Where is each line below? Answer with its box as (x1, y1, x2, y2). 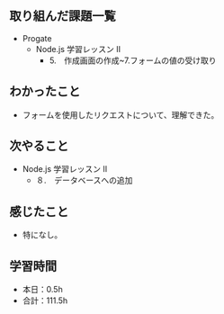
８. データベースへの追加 (35, 175, 133, 186)
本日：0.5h (22, 284, 63, 295)
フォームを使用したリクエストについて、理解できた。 (22, 109, 220, 120)
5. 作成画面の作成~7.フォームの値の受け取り (49, 55, 218, 66)
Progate (22, 32, 52, 43)
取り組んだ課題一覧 (9, 8, 116, 24)
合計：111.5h (22, 295, 68, 306)
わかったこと (9, 84, 81, 99)
